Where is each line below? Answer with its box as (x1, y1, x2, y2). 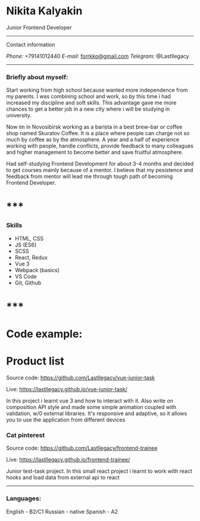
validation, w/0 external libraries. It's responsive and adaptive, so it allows (6, 410, 187, 417)
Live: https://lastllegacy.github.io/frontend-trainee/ (6, 456, 130, 463)
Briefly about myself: (6, 73, 68, 81)
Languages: (6, 494, 42, 503)
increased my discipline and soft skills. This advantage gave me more (6, 99, 177, 107)
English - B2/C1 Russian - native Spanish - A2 (6, 508, 118, 515)
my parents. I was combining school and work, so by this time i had (6, 93, 171, 100)
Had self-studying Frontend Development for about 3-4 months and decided (6, 160, 194, 167)
